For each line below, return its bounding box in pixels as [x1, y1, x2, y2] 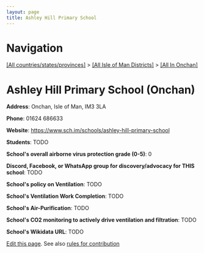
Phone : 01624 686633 [6, 115, 63, 123]
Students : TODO [6, 138, 49, 146]
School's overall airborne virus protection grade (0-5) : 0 [6, 151, 152, 158]
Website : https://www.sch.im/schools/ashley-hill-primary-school [6, 127, 170, 134]
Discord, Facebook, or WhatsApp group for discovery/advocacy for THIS [6, 162, 195, 170]
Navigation [6, 41, 63, 55]
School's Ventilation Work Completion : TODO [6, 192, 124, 200]
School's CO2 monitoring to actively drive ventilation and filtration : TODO [6, 216, 197, 224]
